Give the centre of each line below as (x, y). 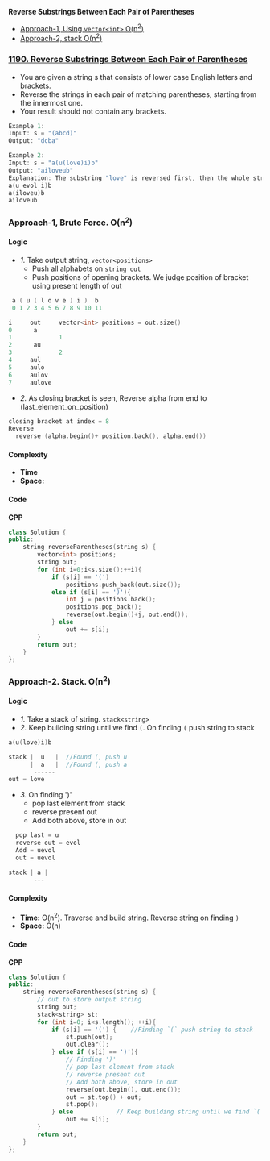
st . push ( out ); (89, 1037)
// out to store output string (90, 1000)
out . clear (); (88, 1044)
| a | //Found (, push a (78, 764)
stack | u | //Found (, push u (68, 757)
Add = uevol (36, 851)
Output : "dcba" (34, 141)
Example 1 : (27, 126)
